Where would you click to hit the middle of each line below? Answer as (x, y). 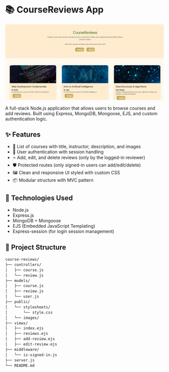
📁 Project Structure (36, 247)
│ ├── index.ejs (24, 328)
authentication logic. (26, 119)
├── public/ (18, 302)
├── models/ (18, 281)
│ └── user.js (22, 297)
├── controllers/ (23, 264)
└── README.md (20, 365)
